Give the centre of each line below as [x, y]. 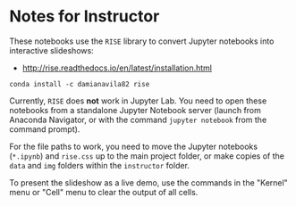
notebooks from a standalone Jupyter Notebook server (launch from [135, 110]
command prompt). [45, 129]
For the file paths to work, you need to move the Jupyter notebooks [133, 146]
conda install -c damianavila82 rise [80, 84]
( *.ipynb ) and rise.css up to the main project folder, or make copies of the [147, 156]
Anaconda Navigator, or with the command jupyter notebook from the [138, 119]
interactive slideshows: [51, 50]
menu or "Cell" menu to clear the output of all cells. [104, 192]
